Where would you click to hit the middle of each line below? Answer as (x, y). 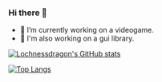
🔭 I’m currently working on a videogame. (87, 30)
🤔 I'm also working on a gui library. (77, 38)
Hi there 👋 (28, 13)
